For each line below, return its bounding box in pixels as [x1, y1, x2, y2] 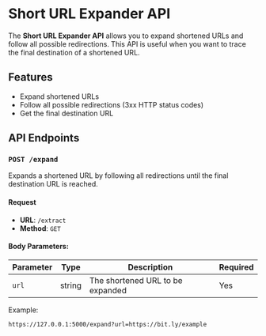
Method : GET [19, 223, 61, 233]
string [59, 280, 82, 291]
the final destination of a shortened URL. [8, 47, 140, 57]
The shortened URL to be [89, 274, 184, 285]
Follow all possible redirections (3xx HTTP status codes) [19, 100, 204, 109]
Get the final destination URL [19, 108, 114, 118]
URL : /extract [19, 215, 66, 225]
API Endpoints [8, 131, 80, 145]
